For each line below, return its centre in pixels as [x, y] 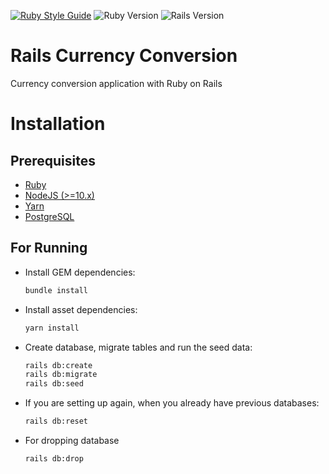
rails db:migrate [61, 375]
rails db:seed [54, 384]
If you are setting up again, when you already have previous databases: [172, 403]
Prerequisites [53, 160]
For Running [49, 248]
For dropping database [72, 440]
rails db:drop [54, 459]
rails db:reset [56, 421]
